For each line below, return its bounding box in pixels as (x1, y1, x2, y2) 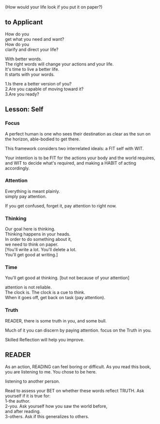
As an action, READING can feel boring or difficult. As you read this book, (5, 364, 151, 370)
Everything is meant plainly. (5, 188, 60, 194)
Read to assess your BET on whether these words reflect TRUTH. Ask (5, 388, 144, 393)
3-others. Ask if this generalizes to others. (5, 413, 89, 419)
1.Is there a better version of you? (5, 81, 72, 86)
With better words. (5, 56, 42, 62)
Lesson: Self (5, 105, 44, 114)
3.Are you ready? (5, 91, 40, 97)
